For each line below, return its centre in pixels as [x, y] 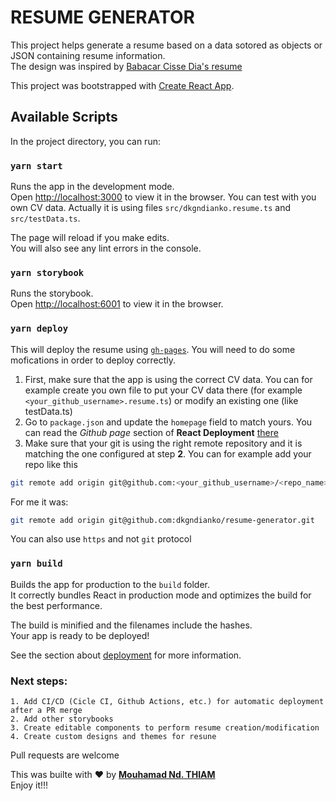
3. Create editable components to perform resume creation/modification [165, 727]
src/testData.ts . [45, 218]
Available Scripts [64, 117]
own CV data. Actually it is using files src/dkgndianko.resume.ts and [150, 208]
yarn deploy [39, 329]
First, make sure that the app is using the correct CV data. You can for [168, 379]
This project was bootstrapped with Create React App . [122, 85]
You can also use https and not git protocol [101, 539]
